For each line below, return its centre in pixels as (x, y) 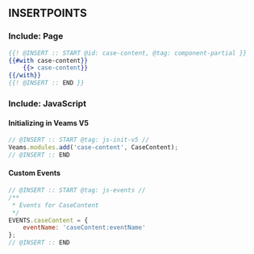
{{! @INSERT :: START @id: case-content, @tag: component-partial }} (128, 53)
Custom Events (35, 173)
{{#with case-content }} (48, 60)
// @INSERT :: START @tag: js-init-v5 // (79, 140)
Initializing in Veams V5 (48, 123)
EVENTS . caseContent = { (48, 220)
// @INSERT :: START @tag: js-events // (77, 190)
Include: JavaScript (48, 103)
